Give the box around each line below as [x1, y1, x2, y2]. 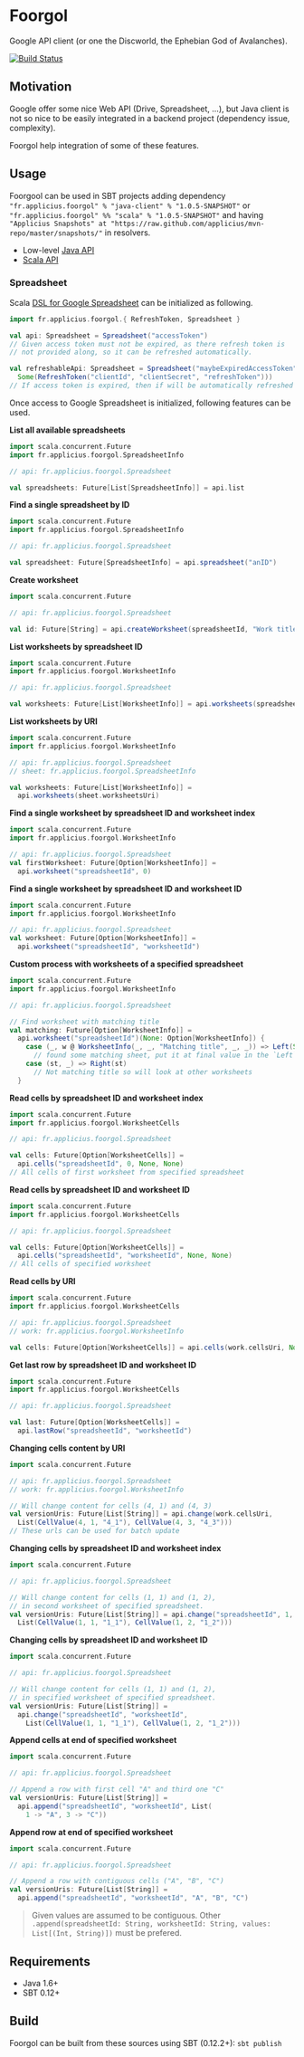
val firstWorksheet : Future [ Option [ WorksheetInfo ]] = [9, 858, 217, 867]
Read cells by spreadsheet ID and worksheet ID [9, 1184, 190, 1195]
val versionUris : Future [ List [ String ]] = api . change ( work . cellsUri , [9, 1509, 273, 1519]
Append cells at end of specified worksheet [9, 1735, 177, 1746]
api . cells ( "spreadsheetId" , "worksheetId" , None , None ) [17, 1251, 233, 1261]
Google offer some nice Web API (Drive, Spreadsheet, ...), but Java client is [9, 103, 290, 114]
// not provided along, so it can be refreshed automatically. [9, 348, 253, 357]
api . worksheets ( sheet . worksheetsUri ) [17, 791, 160, 801]
